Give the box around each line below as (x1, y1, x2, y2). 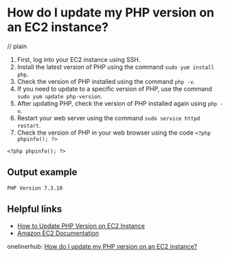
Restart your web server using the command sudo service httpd (16, 113, 200, 122)
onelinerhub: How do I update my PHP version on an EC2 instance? (7, 242, 198, 250)
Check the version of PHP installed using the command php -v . (16, 77, 196, 85)
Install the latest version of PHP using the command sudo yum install (16, 63, 215, 71)
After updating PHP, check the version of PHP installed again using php (16, 99, 218, 107)
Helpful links (7, 203, 62, 215)
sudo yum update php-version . (16, 91, 103, 100)
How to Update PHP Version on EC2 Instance (16, 221, 146, 230)
